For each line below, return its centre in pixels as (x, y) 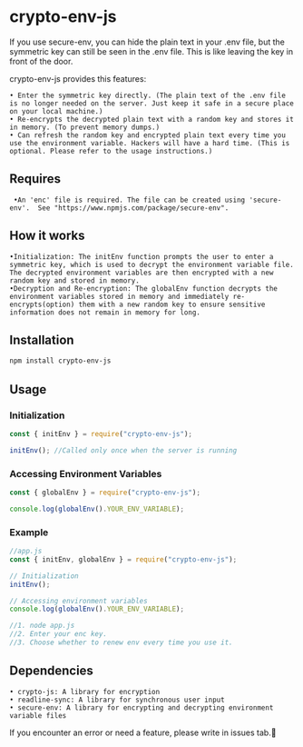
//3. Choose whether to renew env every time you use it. (121, 642)
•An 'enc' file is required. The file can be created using (129, 200)
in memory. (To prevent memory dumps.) (85, 127)
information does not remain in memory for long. (105, 312)
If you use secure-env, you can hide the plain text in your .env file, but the (147, 42)
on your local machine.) (56, 111)
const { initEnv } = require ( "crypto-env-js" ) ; (101, 433)
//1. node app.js (42, 626)
